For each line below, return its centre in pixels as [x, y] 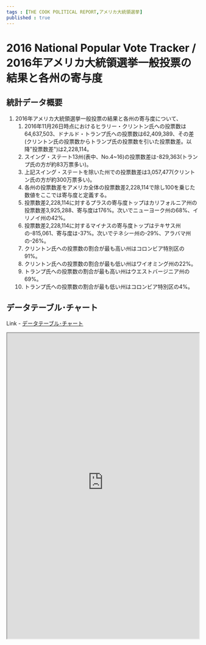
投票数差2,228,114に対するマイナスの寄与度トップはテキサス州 [102, 225]
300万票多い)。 [76, 179]
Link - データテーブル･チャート [45, 323]
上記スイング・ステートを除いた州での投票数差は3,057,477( [99, 172]
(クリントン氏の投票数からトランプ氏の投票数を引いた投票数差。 [105, 141]
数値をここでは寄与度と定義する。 [67, 195]
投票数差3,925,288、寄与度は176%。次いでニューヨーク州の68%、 [108, 210]
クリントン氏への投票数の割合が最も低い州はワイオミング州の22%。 [110, 264]
